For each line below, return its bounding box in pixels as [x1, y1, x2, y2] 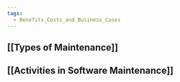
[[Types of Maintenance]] [7, 42, 118, 53]
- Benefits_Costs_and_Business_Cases [13, 16, 121, 23]
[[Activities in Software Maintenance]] [7, 65, 174, 77]
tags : [7, 10, 23, 17]
